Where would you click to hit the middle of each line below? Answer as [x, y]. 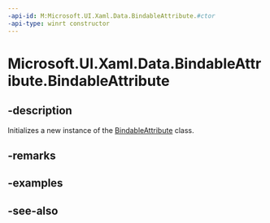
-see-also [33, 210]
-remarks [32, 155]
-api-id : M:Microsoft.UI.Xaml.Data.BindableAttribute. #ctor [112, 16]
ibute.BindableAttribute [89, 81]
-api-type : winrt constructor [59, 24]
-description [40, 111]
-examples [35, 183]
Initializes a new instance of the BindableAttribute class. [101, 130]
